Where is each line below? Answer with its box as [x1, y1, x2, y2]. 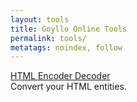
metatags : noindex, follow [10, 42, 123, 53]
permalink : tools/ [10, 33, 87, 43]
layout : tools [10, 14, 70, 25]
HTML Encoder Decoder [10, 70, 111, 82]
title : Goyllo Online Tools [10, 24, 128, 34]
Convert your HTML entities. [10, 81, 127, 93]
